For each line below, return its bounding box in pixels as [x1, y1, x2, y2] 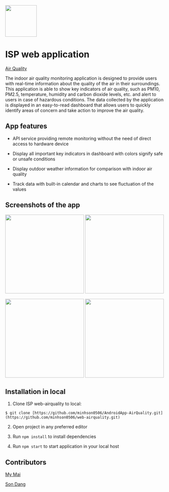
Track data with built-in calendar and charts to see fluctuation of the [12, 181, 154, 187]
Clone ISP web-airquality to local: [12, 401, 82, 407]
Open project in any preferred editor [12, 424, 88, 430]
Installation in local [5, 387, 66, 396]
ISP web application [5, 49, 90, 60]
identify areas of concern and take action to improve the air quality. [5, 107, 144, 113]
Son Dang [5, 481, 26, 487]
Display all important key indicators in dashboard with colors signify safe [12, 150, 163, 156]
